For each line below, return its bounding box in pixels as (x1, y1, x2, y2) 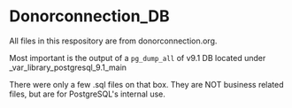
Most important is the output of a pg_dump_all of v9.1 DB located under (9, 52, 266, 63)
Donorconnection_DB (9, 6, 170, 27)
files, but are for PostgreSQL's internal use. (9, 89, 166, 99)
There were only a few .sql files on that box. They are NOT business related (9, 79, 285, 89)
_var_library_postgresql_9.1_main (9, 62, 127, 73)
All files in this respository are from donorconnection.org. (9, 35, 218, 46)
